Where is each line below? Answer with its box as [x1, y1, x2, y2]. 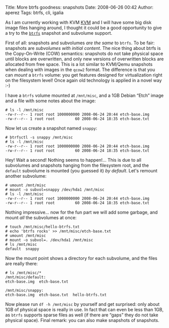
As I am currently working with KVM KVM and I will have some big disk [5, 20, 152, 25]
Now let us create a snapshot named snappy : [5, 125, 98, 131]
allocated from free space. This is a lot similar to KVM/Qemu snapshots [5, 61, 153, 67]
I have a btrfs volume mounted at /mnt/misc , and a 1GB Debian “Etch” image [5, 93, 164, 98]
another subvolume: [5, 173, 47, 179]
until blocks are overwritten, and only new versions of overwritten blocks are [5, 56, 164, 62]
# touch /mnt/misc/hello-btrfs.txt [5, 224, 80, 229]
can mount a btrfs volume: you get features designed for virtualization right [5, 72, 162, 78]
